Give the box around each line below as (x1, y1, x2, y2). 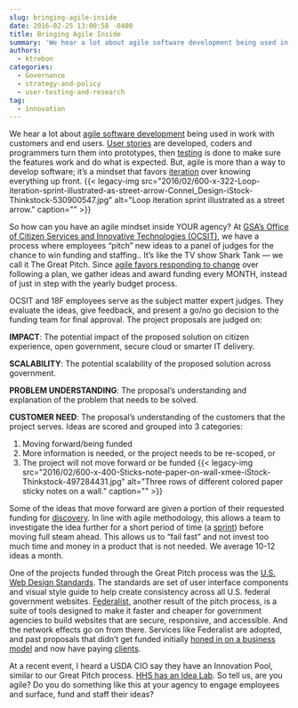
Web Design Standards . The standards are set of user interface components (9, 577, 289, 588)
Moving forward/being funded (21, 438, 133, 450)
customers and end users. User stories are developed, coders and (9, 138, 252, 149)
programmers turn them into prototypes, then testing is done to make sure (9, 148, 282, 159)
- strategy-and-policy (17, 79, 101, 88)
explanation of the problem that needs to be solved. (9, 395, 198, 405)
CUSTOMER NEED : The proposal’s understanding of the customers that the (9, 411, 286, 423)
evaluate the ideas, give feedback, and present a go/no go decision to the (9, 305, 280, 316)
